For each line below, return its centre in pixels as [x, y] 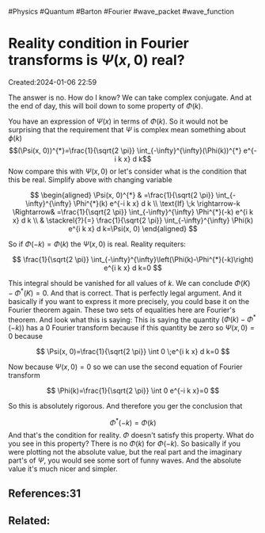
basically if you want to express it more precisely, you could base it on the [129, 301]
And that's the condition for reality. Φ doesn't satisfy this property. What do [131, 435]
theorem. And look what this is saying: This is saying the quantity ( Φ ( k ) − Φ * [132, 318]
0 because [26, 337]
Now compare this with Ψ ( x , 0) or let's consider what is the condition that [127, 171]
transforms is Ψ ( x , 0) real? [97, 61]
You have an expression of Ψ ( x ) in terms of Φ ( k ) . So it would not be [118, 121]
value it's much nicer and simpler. [63, 468]
